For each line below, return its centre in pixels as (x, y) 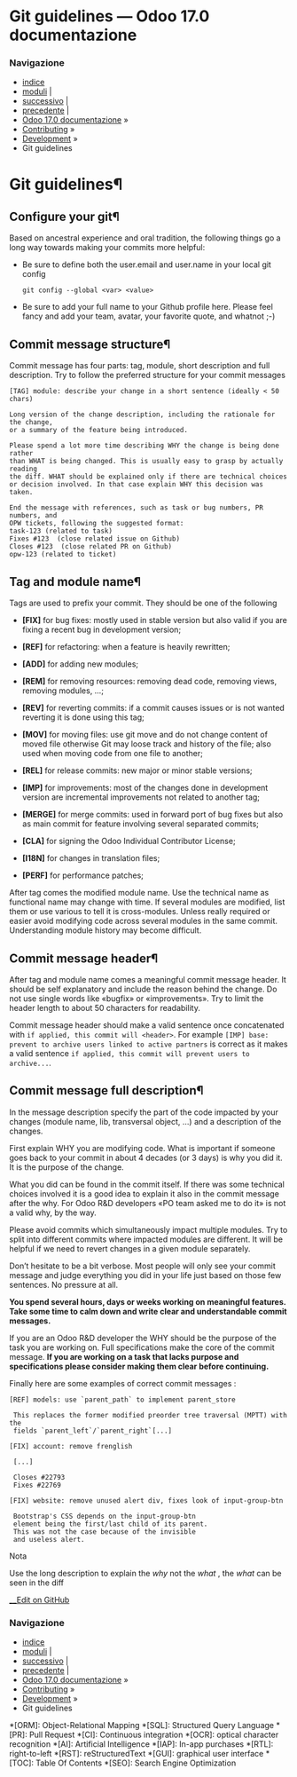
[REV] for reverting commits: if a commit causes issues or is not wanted (153, 708)
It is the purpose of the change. (66, 1167)
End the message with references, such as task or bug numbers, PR (137, 508)
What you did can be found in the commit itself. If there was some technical (147, 1184)
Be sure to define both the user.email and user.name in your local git (147, 265)
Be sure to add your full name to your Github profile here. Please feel (147, 307)
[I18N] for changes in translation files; (91, 858)
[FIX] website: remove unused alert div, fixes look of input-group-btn (146, 1501)
